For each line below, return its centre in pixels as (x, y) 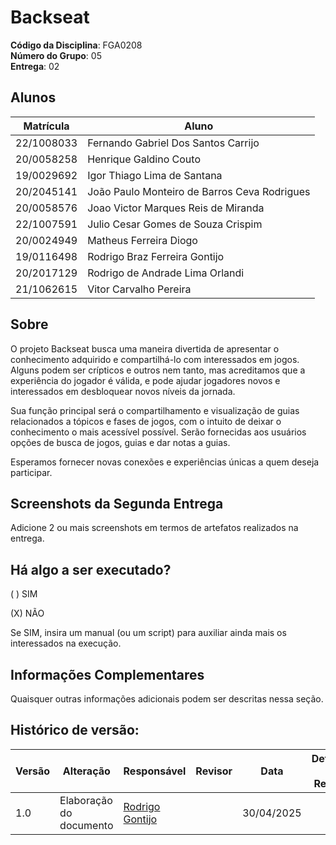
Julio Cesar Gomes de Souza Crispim (175, 224)
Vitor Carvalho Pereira (139, 289)
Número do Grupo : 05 (56, 55)
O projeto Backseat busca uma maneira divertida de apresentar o (145, 348)
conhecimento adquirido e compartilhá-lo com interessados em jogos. (155, 359)
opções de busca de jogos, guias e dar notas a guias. (120, 442)
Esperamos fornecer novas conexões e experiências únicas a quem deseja (165, 462)
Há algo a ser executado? (91, 569)
